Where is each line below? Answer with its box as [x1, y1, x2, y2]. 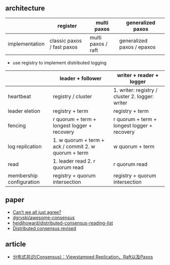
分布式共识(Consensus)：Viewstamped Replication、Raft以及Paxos [12, 254, 153, 260]
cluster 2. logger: [113, 93, 154, 100]
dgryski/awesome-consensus [12, 214, 75, 220]
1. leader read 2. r [53, 157, 96, 164]
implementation [8, 40, 45, 47]
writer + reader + [117, 71, 159, 79]
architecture [5, 4, 46, 13]
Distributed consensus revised [12, 225, 76, 231]
